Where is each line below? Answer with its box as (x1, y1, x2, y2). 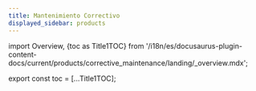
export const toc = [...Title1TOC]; (8, 73, 116, 83)
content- (8, 49, 38, 59)
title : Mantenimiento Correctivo (8, 11, 120, 20)
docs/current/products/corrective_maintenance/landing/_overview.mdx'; (8, 57, 249, 68)
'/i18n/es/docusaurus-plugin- (145, 41, 243, 50)
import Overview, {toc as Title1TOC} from (8, 41, 144, 50)
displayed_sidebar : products (8, 19, 106, 27)
